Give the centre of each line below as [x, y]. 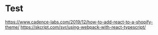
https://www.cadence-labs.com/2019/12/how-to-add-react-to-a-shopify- [79, 22]
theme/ [12, 27]
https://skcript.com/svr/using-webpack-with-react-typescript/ [83, 27]
